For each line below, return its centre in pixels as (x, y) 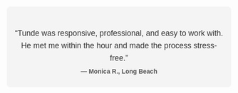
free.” (119, 58)
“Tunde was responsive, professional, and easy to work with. (119, 33)
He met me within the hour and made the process (106, 45)
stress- (205, 45)
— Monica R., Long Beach (119, 72)
